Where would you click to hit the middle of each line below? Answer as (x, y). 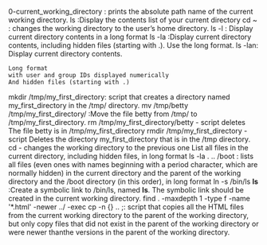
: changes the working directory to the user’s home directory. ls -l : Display (131, 28)
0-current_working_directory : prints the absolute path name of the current (131, 12)
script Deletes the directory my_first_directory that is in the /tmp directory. (130, 139)
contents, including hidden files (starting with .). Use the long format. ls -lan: (133, 45)
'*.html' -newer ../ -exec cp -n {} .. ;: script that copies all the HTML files (126, 207)
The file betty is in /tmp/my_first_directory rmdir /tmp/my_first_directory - (128, 131)
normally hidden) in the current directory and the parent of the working (125, 173)
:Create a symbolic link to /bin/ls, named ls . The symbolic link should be (126, 190)
